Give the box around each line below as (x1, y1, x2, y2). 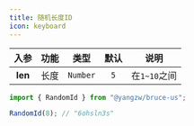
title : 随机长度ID (9, 13, 74, 22)
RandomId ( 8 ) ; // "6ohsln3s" (9, 109, 115, 118)
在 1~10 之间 (131, 69, 177, 82)
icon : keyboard (9, 22, 66, 31)
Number (67, 69, 96, 80)
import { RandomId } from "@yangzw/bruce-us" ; (9, 93, 187, 102)
